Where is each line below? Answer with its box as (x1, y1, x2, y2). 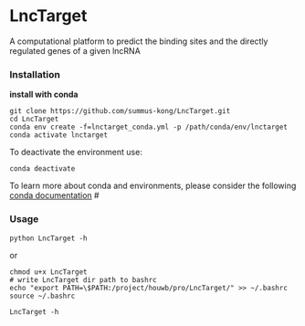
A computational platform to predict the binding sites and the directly (9, 36, 268, 47)
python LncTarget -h (9, 234, 89, 243)
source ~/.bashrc (9, 291, 76, 300)
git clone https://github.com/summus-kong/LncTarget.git (9, 107, 231, 116)
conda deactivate (9, 164, 76, 174)
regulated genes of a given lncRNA (9, 45, 142, 56)
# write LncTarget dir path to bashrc (9, 275, 157, 284)
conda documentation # (9, 190, 100, 201)
